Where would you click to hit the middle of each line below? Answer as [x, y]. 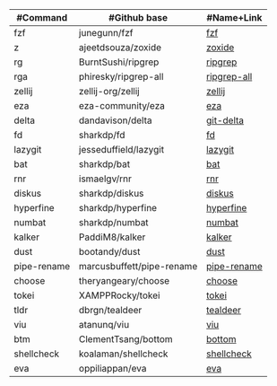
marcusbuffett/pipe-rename [138, 266]
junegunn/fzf [106, 33]
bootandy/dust [110, 252]
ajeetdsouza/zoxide [121, 47]
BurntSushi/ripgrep [119, 62]
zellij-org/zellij [110, 91]
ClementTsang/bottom [126, 339]
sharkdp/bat [105, 164]
